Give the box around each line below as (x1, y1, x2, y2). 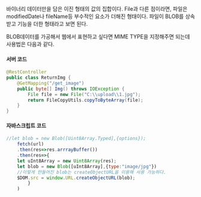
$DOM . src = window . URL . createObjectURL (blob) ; (17, 175, 136, 181)
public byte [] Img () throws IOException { (17, 86, 125, 92)
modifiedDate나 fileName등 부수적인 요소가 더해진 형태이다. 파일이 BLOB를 (6, 13, 184, 20)
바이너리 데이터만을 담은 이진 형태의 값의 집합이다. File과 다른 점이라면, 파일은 (6, 5, 188, 12)
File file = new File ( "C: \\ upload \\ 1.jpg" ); (28, 91, 141, 97)
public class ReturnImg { (6, 74, 71, 81)
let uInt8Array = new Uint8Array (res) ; (17, 158, 117, 164)
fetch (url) (17, 141, 44, 147)
